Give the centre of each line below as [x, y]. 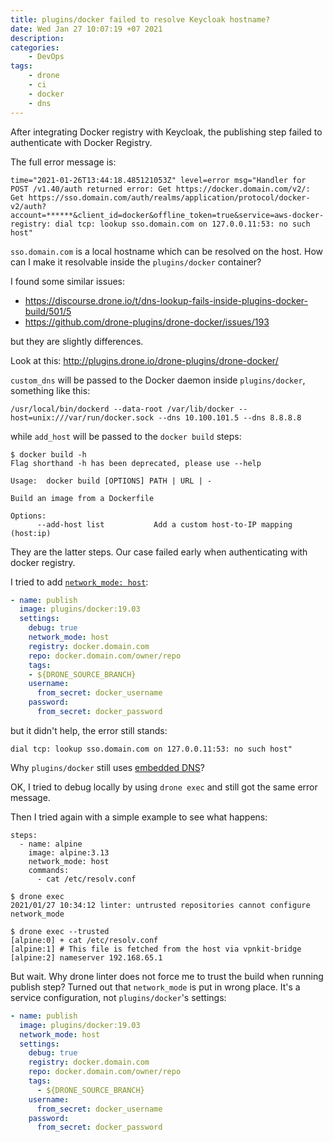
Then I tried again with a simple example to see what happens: [139, 817]
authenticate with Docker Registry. [81, 142]
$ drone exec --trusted [60, 931]
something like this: [50, 390]
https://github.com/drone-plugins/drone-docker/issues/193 [147, 322]
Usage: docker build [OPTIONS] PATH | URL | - [111, 481]
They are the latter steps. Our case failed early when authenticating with [159, 552]
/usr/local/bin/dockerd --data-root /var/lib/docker [122, 409]
